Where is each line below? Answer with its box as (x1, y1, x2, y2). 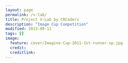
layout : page (5, 7, 33, 13)
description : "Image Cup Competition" (5, 21, 88, 27)
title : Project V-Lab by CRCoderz (5, 17, 80, 22)
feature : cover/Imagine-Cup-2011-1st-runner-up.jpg (10, 41, 123, 46)
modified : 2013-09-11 (5, 26, 52, 31)
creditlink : (10, 50, 36, 55)
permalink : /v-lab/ (5, 12, 47, 17)
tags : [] (5, 31, 24, 36)
